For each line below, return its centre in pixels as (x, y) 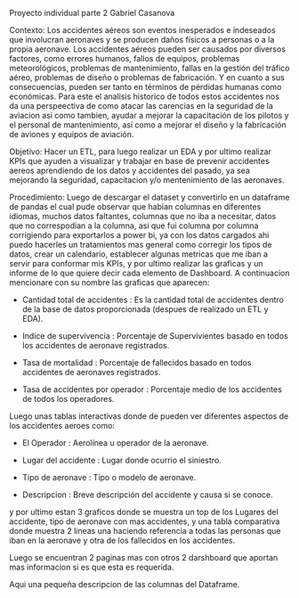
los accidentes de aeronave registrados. (96, 345)
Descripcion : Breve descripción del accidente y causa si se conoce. (147, 495)
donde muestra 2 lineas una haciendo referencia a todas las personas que (145, 531)
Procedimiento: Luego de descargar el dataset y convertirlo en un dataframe (149, 197)
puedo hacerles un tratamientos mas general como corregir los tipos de (141, 245)
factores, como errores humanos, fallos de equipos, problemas (125, 58)
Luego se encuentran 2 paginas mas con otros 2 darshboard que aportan (144, 557)
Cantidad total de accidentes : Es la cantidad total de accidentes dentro (153, 299)
